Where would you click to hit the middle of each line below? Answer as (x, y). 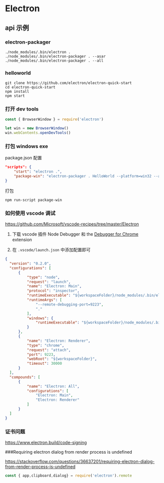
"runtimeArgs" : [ (44, 300)
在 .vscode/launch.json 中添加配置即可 (51, 250)
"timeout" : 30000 (44, 364)
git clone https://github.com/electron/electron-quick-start (69, 83)
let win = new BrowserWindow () (37, 128)
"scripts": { (18, 167)
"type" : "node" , (43, 277)
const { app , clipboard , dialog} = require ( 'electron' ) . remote (69, 475)
